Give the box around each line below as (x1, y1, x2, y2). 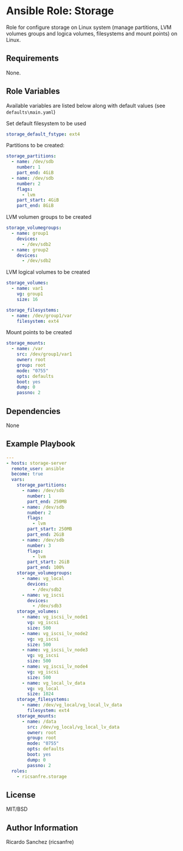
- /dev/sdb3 (32, 603, 62, 609)
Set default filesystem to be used (6, 119, 86, 127)
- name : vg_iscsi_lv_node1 (21, 614, 88, 620)
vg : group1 (16, 291, 44, 297)
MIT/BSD (6, 805, 28, 813)
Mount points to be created (6, 329, 72, 336)
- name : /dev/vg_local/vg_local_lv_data (21, 702, 122, 708)
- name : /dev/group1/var (11, 312, 72, 319)
